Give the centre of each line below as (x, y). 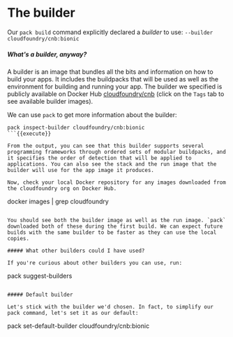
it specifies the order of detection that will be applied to (99, 158)
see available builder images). (50, 101)
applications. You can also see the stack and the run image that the (112, 164)
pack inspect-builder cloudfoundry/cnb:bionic (76, 127)
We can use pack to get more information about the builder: (92, 115)
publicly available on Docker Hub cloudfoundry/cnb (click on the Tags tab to (116, 94)
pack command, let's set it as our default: (73, 313)
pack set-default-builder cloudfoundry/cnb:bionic (78, 326)
